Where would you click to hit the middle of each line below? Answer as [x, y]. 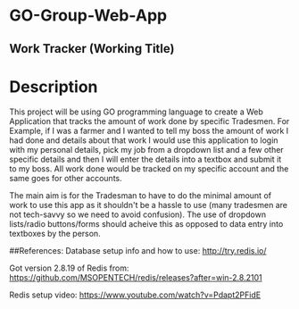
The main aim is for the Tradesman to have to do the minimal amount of [141, 195]
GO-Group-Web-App [88, 16]
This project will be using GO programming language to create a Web [136, 112]
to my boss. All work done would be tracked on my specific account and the [149, 168]
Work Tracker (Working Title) [92, 49]
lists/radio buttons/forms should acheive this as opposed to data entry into [146, 223]
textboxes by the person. [55, 233]
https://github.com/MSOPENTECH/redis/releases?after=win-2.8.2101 [136, 277]
